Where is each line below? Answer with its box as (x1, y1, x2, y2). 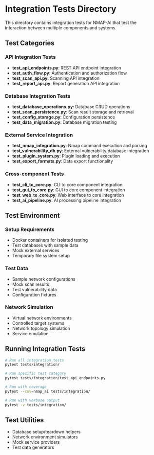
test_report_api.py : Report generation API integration (12, 80, 120, 86)
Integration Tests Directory (5, 3, 116, 15)
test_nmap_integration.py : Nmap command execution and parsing (12, 143, 147, 149)
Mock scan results (12, 281, 50, 287)
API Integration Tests (5, 54, 56, 61)
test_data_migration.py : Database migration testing (12, 119, 117, 125)
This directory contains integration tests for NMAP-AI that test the (5, 20, 137, 25)
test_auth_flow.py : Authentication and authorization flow (12, 70, 127, 76)
